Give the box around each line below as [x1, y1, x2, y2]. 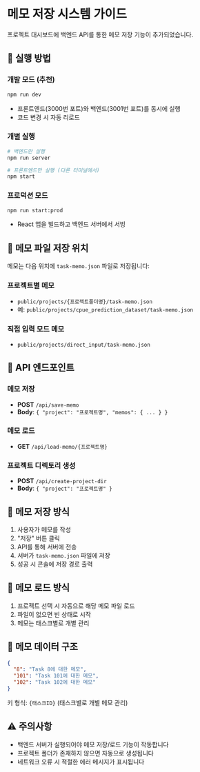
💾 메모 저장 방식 [7, 506, 70, 518]
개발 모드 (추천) [7, 75, 55, 85]
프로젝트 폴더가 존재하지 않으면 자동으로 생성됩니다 [17, 749, 154, 757]
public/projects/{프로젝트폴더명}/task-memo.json [17, 298, 153, 305]
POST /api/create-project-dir [17, 477, 107, 485]
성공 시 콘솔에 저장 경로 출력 [17, 560, 93, 568]
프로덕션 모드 [7, 191, 48, 201]
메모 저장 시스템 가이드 [7, 6, 128, 22]
